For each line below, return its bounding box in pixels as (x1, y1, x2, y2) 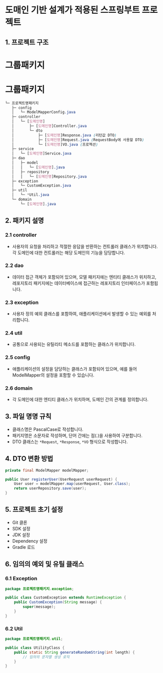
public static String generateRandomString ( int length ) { (14, 650, 135, 655)
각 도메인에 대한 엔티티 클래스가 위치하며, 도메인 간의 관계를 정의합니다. (12, 397, 149, 402)
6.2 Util (5, 625, 23, 632)
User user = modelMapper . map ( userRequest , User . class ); (14, 482, 131, 486)
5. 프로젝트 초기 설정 (5, 505, 63, 514)
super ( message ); (23, 604, 56, 609)
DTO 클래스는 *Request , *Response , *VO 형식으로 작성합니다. (12, 439, 128, 445)
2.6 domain (5, 384, 33, 391)
